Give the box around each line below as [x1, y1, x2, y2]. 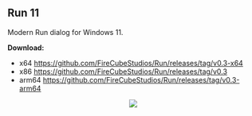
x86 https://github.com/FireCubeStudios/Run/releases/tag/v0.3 [18, 67, 228, 76]
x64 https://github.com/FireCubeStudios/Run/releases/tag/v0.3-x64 [18, 58, 244, 68]
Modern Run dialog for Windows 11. [7, 27, 124, 37]
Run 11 [7, 6, 40, 20]
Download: [7, 43, 45, 52]
